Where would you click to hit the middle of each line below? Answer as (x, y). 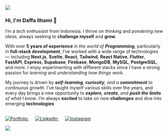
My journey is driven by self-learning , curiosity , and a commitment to (79, 82)
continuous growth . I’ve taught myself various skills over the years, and (79, 88)
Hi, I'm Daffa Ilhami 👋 (31, 20)
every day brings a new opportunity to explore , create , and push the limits (83, 93)
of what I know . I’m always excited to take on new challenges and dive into (83, 98)
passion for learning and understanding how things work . (65, 73)
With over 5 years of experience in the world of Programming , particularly (83, 46)
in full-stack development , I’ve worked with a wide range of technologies (82, 51)
